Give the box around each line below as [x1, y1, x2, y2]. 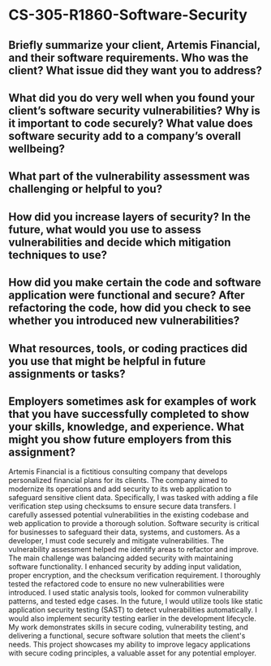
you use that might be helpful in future [8, 354, 206, 368]
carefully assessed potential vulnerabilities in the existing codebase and [8, 510, 249, 520]
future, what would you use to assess [8, 222, 201, 237]
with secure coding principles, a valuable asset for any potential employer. [8, 648, 257, 658]
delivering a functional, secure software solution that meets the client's [8, 631, 246, 641]
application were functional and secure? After [8, 289, 245, 303]
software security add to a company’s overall [8, 128, 242, 143]
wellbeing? [8, 141, 65, 155]
